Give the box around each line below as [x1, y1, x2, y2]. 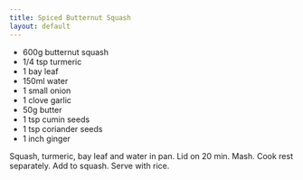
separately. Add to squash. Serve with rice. [9, 160, 170, 171]
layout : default [9, 22, 71, 31]
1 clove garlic [22, 94, 72, 105]
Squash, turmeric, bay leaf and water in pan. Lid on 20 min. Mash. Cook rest [9, 150, 294, 161]
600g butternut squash [22, 46, 109, 57]
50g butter [22, 104, 62, 115]
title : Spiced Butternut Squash [9, 13, 131, 23]
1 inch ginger [22, 133, 71, 144]
